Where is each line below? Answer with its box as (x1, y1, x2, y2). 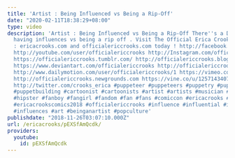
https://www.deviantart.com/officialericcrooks (13, 62, 155, 69)
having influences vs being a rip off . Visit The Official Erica (13, 36, 211, 43)
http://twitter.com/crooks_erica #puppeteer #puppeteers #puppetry (13, 82, 215, 89)
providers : (7, 127, 39, 134)
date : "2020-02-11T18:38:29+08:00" (7, 17, 111, 24)
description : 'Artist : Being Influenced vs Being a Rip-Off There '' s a (7, 29, 224, 37)
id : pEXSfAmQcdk (20, 141, 68, 148)
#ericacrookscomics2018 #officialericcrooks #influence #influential (13, 101, 220, 108)
